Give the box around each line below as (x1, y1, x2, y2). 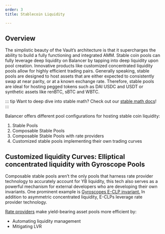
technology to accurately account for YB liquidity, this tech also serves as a (5, 179, 158, 184)
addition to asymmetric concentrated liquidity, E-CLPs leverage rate (5, 194, 143, 200)
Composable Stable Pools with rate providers (12, 133, 104, 139)
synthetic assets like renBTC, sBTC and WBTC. (5, 89, 100, 95)
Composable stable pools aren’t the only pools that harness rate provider (5, 173, 154, 179)
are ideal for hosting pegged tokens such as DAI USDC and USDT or (5, 84, 144, 90)
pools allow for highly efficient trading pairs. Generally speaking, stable (5, 68, 150, 74)
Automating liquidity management (12, 218, 81, 224)
